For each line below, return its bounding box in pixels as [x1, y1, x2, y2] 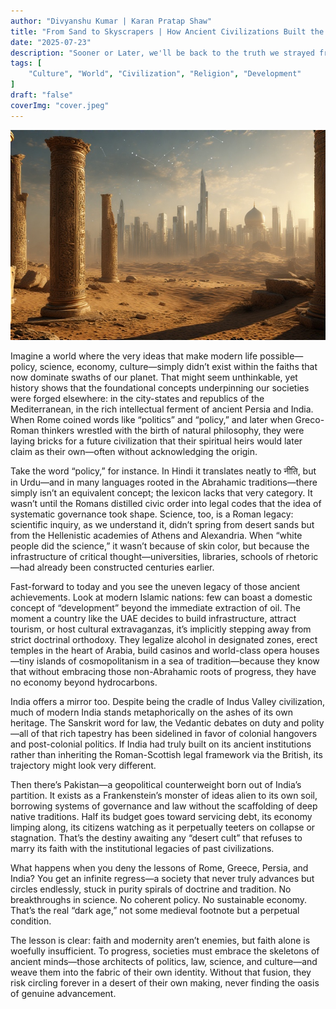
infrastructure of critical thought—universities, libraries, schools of [10, 550, 284, 562]
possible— [259, 350, 304, 362]
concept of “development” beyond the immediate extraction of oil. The [10, 601, 301, 614]
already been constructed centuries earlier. [36, 561, 215, 573]
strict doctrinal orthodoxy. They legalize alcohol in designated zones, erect [10, 633, 318, 645]
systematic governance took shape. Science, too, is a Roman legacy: [10, 508, 294, 520]
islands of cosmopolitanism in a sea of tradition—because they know [36, 655, 320, 667]
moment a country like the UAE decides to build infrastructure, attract [10, 612, 297, 624]
